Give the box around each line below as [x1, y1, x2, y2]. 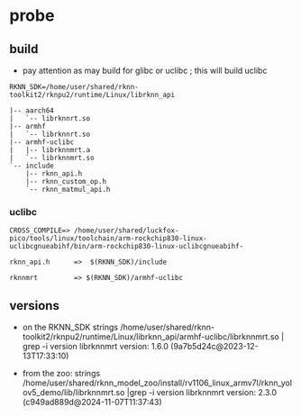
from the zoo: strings [22, 368, 101, 379]
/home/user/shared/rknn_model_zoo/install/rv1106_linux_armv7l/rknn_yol [22, 377, 293, 388]
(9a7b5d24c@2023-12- [170, 341, 259, 352]
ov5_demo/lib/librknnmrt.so [22, 387, 125, 398]
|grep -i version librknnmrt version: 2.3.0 [126, 387, 278, 398]
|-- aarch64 [9, 106, 54, 115]
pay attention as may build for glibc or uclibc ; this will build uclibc [22, 65, 268, 76]
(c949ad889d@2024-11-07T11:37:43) [22, 397, 162, 408]
